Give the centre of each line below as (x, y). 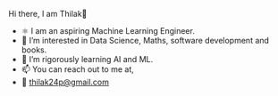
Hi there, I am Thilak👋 (48, 14)
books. (34, 50)
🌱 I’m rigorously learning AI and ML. (87, 59)
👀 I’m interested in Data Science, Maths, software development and (145, 40)
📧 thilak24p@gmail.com (65, 82)
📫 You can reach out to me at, (78, 69)
